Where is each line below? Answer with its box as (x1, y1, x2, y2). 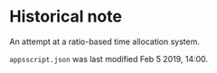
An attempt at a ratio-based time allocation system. (9, 36, 201, 47)
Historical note (9, 6, 122, 27)
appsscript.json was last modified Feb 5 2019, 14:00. (9, 53, 209, 64)
